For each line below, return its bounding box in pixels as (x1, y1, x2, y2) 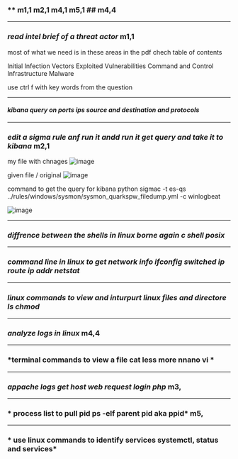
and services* (7, 444, 57, 454)
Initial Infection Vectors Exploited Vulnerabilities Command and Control (7, 62, 214, 70)
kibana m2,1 (7, 140, 50, 150)
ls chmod (7, 302, 40, 311)
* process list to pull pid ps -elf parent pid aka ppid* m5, (7, 408, 204, 418)
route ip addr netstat (7, 266, 80, 276)
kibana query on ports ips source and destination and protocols (7, 106, 200, 114)
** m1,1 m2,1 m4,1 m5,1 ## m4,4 (7, 5, 117, 15)
